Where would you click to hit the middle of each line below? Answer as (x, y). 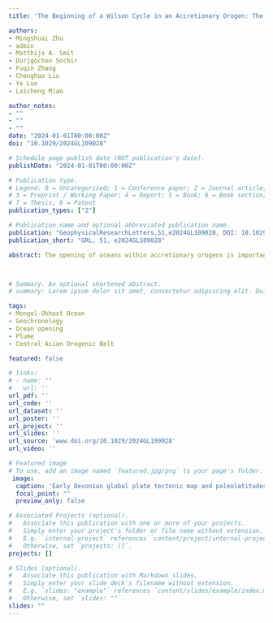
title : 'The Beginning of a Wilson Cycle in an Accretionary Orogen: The (136, 16)
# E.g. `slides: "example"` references (80, 591)
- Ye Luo (23, 83)
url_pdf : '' (28, 396)
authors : (23, 30)
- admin (22, 45)
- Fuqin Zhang (32, 69)
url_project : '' (36, 426)
